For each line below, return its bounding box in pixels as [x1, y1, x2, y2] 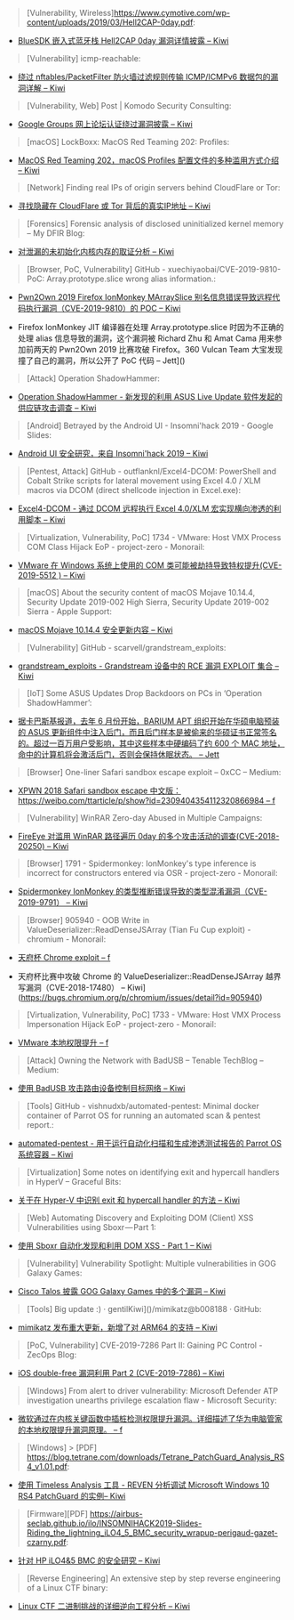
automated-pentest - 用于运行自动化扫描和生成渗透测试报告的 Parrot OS [17, 1138, 282, 1148]
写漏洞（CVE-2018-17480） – [17, 983, 126, 992]
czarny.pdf [26, 1537, 67, 1547]
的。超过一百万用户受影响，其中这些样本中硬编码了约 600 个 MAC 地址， [17, 738, 285, 749]
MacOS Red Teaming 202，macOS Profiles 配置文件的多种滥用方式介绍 [17, 155, 280, 166]
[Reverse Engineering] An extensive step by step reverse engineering [26, 1573, 282, 1584]
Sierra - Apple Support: [26, 606, 113, 617]
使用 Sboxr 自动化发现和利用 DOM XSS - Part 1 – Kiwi [17, 1241, 212, 1251]
